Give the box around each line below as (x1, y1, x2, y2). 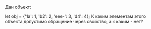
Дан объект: (5, 4, 31, 10)
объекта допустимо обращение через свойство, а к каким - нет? (5, 19, 144, 24)
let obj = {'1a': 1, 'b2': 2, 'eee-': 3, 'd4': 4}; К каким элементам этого (5, 14, 146, 19)
